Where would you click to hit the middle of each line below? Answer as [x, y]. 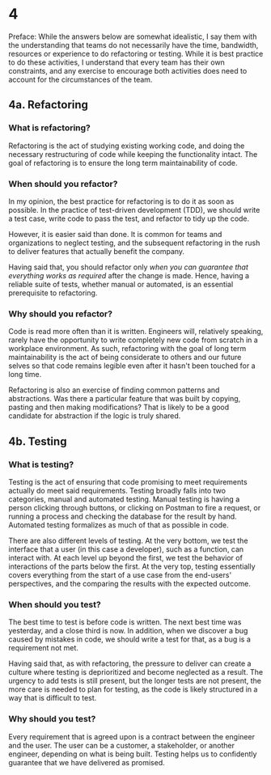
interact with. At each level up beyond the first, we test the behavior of [125, 557]
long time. [25, 375]
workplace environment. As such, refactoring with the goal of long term [127, 349]
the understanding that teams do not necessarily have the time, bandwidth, [133, 44]
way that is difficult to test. [53, 698]
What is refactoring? [50, 128]
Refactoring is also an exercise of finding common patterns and [114, 390]
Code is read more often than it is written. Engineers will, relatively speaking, [136, 332]
